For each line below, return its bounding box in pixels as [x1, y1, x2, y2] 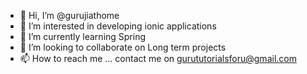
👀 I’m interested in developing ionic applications [19, 20, 217, 32]
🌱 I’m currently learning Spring [19, 31, 147, 42]
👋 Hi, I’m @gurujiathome [19, 10, 120, 21]
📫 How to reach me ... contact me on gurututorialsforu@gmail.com [19, 53, 297, 64]
